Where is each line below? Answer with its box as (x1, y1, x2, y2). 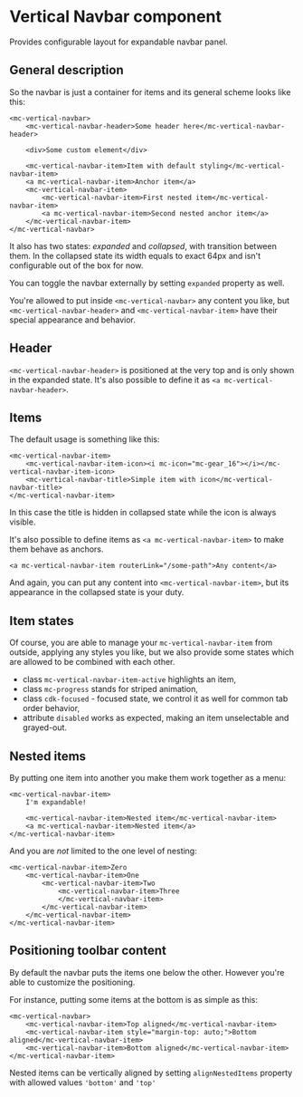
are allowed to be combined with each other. (9, 657, 175, 668)
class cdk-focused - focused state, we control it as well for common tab (22, 693, 289, 704)
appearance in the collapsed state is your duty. (9, 587, 185, 598)
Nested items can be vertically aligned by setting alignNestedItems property (9, 1067, 293, 1078)
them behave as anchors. (9, 544, 104, 554)
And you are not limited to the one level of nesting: (9, 845, 197, 856)
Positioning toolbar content (9, 943, 167, 958)
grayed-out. (22, 722, 68, 733)
